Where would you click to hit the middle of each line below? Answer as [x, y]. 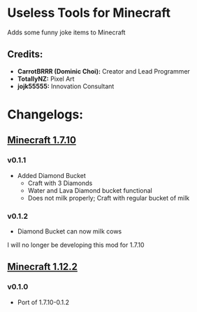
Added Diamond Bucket [51, 175]
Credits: [25, 54]
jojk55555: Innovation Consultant [66, 86]
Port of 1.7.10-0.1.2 [43, 302]
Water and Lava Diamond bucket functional [90, 190]
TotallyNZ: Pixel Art [46, 79]
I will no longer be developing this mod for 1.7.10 [76, 245]
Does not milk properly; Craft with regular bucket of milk [109, 198]
